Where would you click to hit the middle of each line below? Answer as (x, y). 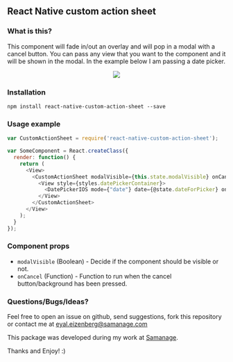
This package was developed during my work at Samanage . (93, 338)
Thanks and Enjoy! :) (36, 351)
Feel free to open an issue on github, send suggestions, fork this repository (114, 317)
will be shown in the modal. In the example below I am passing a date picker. (116, 61)
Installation (27, 92)
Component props (38, 246)
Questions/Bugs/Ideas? (48, 302)
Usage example (34, 124)
